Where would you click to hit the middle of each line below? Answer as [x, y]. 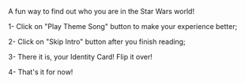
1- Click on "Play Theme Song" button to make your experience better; [123, 26]
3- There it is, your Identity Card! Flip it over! [80, 57]
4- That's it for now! [41, 72]
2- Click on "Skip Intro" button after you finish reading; [97, 41]
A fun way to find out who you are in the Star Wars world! [102, 11]
